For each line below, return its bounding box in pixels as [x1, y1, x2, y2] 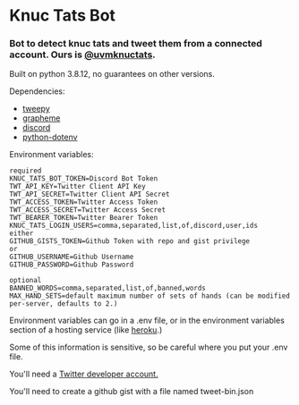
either [9, 229, 34, 238]
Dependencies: [9, 86, 65, 97]
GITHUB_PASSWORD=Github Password [9, 260, 134, 269]
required [9, 166, 42, 175]
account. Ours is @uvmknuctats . [9, 48, 157, 61]
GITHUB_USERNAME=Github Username [9, 252, 134, 262]
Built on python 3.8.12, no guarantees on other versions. [9, 69, 215, 80]
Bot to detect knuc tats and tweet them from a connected [9, 38, 262, 50]
